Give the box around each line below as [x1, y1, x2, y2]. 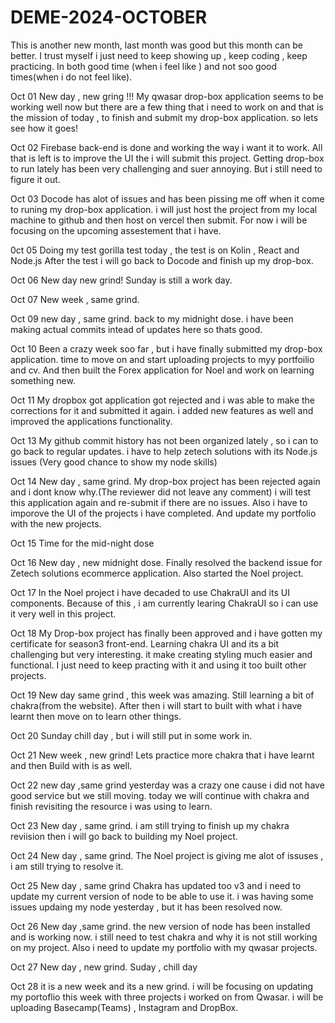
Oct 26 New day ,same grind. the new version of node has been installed [10, 920, 311, 932]
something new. [10, 374, 76, 386]
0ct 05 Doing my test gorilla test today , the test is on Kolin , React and [10, 244, 300, 256]
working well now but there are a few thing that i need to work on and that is [10, 101, 324, 113]
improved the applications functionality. [10, 415, 173, 427]
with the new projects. [10, 517, 102, 530]
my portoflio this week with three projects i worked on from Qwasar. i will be [10, 991, 324, 1003]
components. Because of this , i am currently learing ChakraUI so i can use [10, 597, 319, 609]
